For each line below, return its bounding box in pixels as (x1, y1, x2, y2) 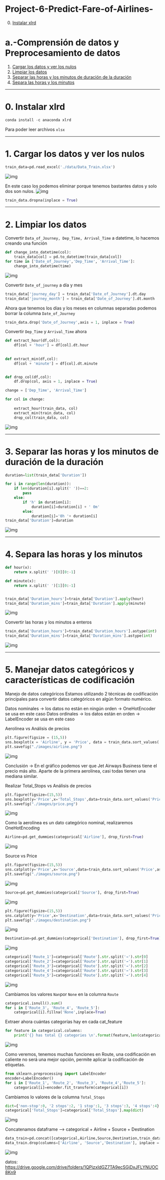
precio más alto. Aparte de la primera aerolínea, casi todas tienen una (5, 768, 146, 774)
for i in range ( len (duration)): (5, 481, 71, 487)
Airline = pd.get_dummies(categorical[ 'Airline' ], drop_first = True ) (5, 835, 144, 839)
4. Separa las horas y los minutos (5, 549, 143, 560)
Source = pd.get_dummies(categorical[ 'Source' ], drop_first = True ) (5, 890, 139, 895)
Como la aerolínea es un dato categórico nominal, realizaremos (5, 820, 133, 826)
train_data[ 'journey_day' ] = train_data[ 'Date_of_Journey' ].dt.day (5, 291, 146, 296)
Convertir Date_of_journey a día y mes (5, 282, 82, 288)
